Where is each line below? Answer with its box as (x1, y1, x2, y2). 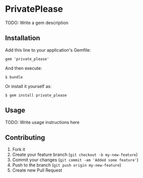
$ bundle (5, 75, 23, 80)
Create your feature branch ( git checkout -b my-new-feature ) (12, 151, 138, 158)
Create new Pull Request (12, 167, 62, 173)
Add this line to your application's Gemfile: (5, 47, 91, 53)
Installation (5, 34, 40, 42)
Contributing (5, 133, 45, 142)
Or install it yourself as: (5, 83, 52, 89)
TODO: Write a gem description (5, 20, 69, 26)
